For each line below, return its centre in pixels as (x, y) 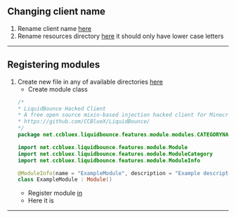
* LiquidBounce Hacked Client (62, 108)
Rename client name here (54, 28)
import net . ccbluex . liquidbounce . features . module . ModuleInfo (109, 160)
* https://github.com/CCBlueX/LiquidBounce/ (84, 122)
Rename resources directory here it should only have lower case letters (120, 36)
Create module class (58, 89)
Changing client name (57, 12)
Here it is (41, 200)
